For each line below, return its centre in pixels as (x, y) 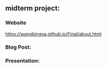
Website (16, 23)
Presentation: (22, 60)
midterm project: (33, 8)
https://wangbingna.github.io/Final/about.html (53, 34)
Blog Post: (18, 47)
